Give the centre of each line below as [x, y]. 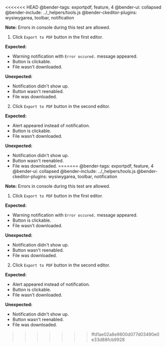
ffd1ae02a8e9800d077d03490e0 [125, 334]
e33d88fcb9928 [108, 340]
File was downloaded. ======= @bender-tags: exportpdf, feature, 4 [83, 166]
